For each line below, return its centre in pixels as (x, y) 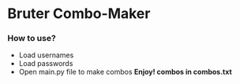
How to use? (32, 38)
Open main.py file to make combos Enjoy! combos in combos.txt (125, 72)
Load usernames (46, 55)
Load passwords (46, 64)
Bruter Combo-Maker (79, 14)
